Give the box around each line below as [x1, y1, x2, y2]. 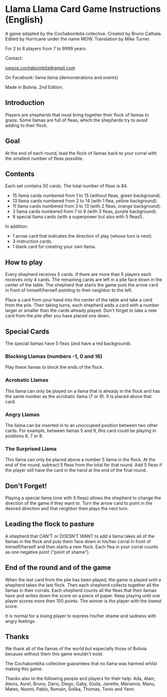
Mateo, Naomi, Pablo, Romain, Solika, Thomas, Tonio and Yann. [5, 686, 136, 692]
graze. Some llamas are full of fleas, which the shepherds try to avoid [5, 117, 148, 123]
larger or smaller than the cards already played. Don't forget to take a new [5, 307, 157, 313]
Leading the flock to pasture [5, 520, 95, 529]
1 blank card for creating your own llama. [12, 244, 96, 250]
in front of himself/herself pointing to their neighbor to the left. [5, 287, 133, 293]
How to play [5, 258, 43, 267]
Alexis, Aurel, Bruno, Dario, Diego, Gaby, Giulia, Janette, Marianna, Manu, [5, 681, 156, 687]
